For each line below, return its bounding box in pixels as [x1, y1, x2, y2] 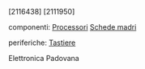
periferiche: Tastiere [8, 38, 76, 47]
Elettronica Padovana [8, 54, 79, 63]
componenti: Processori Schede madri [8, 22, 137, 31]
